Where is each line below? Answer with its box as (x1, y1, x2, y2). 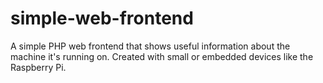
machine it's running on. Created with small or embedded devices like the (10, 50, 314, 62)
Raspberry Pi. (10, 61, 67, 73)
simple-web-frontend (10, 7, 194, 30)
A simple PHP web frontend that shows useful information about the (10, 40, 291, 52)
